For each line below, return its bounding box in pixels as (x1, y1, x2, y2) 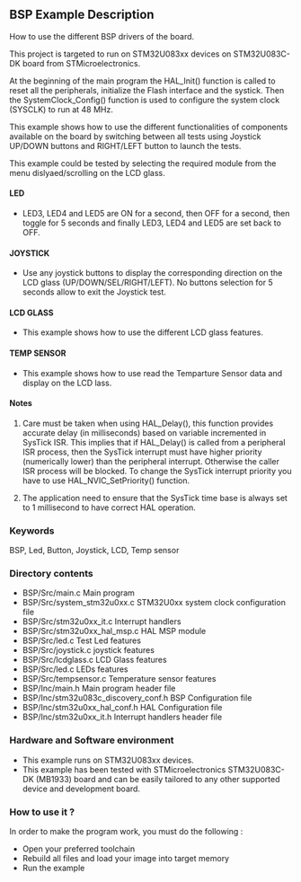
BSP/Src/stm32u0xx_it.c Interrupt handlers (22, 616, 181, 627)
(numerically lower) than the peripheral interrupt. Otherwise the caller (22, 455, 280, 466)
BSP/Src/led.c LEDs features (22, 664, 128, 675)
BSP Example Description (9, 7, 155, 22)
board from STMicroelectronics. (22, 57, 141, 68)
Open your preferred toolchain (22, 843, 136, 854)
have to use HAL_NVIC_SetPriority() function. (22, 475, 190, 486)
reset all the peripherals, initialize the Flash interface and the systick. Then (9, 84, 285, 95)
